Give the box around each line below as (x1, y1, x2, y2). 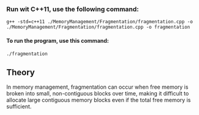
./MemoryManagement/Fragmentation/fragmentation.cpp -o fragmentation (6, 24, 190, 31)
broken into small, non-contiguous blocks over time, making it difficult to (6, 90, 189, 97)
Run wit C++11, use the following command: (6, 5, 139, 13)
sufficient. (6, 103, 32, 110)
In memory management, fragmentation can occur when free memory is (6, 83, 189, 91)
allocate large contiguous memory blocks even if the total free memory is (6, 97, 191, 104)
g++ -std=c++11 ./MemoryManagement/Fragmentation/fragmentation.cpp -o (6, 19, 193, 25)
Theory (6, 67, 36, 78)
